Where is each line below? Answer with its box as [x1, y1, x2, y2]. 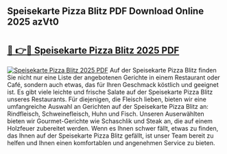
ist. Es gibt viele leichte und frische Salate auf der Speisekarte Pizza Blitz [7, 88, 213, 96]
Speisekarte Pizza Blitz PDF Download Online [7, 5, 204, 17]
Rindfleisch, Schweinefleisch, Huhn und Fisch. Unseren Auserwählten [7, 110, 204, 118]
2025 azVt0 [7, 16, 60, 28]
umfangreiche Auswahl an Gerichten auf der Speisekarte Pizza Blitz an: [7, 103, 209, 110]
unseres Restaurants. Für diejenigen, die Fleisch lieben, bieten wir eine [7, 95, 207, 103]
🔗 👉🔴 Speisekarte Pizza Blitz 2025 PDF [7, 44, 180, 56]
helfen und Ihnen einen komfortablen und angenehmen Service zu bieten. [7, 139, 215, 146]
